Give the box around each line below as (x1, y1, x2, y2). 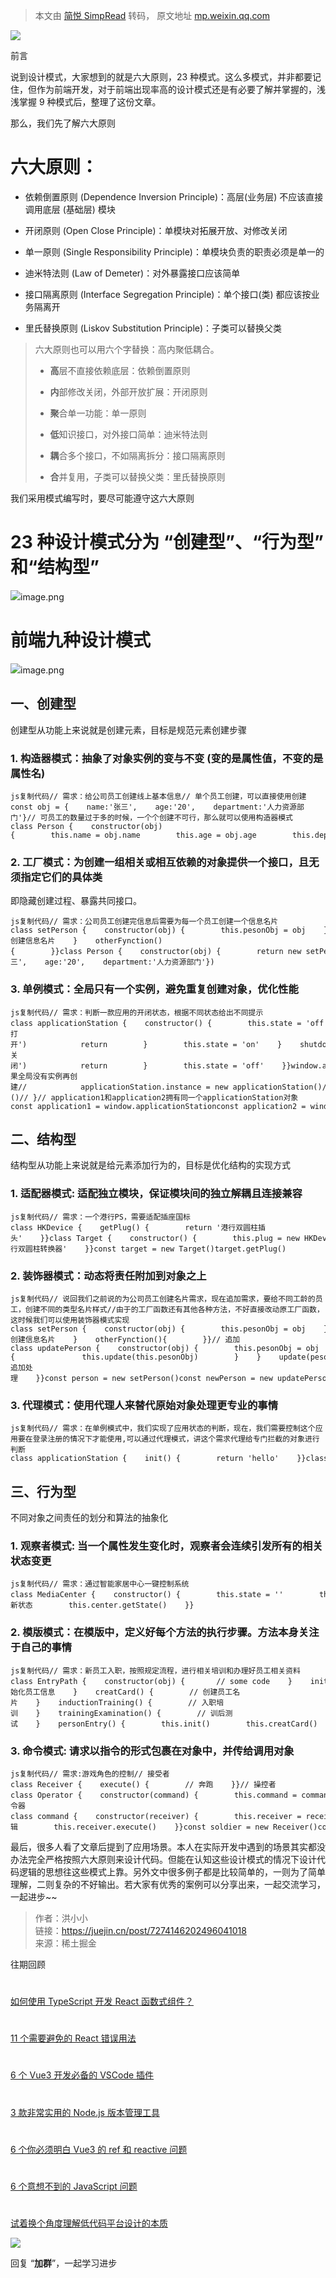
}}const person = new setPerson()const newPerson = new (35, 1373, 273, 1383)
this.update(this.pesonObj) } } (81, 1352, 262, 1362)
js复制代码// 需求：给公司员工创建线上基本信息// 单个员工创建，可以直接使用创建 (10, 791, 307, 801)
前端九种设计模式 (10, 629, 152, 652)
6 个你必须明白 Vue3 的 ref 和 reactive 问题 (10, 2143, 188, 2155)
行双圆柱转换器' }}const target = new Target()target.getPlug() (10, 1244, 287, 1254)
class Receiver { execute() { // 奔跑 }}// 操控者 (10, 1779, 277, 1789)
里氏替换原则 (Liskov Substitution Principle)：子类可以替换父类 (24, 322, 283, 334)
